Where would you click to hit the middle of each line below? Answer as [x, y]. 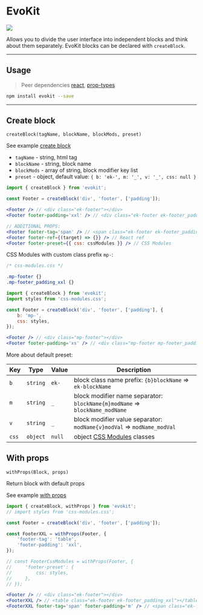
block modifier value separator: [118, 419]
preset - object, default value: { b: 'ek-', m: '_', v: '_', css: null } [105, 177]
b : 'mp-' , [30, 315]
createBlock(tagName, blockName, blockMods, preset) [74, 134]
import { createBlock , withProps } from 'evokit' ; [71, 506]
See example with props [36, 495]
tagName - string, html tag [46, 157]
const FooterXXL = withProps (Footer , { [56, 534]
